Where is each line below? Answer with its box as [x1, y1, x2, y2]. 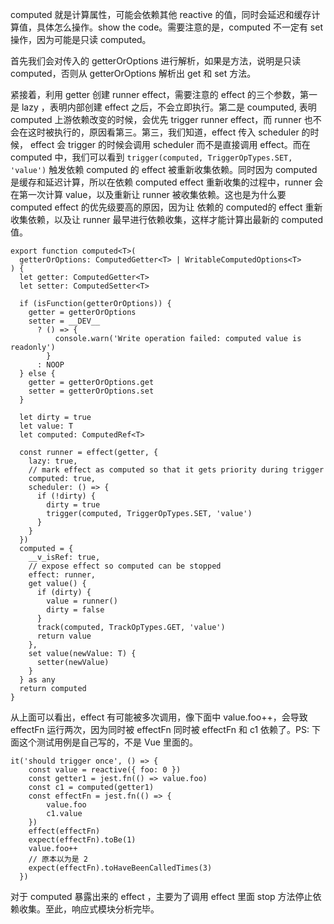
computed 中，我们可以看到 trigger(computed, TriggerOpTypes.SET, [10, 151, 293, 163]
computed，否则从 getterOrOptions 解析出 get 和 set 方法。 [10, 68, 257, 79]
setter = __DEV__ [28, 316, 101, 326]
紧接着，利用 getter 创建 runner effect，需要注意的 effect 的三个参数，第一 [10, 89, 318, 100]
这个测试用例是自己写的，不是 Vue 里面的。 [18, 736, 198, 748]
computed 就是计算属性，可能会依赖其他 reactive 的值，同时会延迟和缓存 [10, 9, 312, 20]
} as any [19, 675, 56, 685]
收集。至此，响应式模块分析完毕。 [18, 903, 160, 915]
